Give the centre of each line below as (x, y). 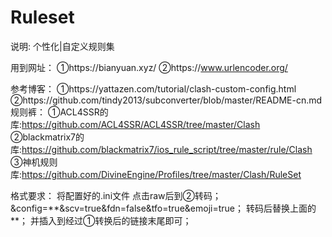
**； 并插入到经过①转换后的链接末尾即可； (101, 220)
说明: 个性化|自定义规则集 (62, 46)
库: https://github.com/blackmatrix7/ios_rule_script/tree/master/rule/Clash (161, 149)
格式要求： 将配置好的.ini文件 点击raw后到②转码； (116, 195)
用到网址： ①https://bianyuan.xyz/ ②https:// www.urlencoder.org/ (149, 67)
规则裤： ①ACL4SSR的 (59, 112)
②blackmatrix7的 (47, 137)
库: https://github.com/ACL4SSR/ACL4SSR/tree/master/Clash (135, 124)
